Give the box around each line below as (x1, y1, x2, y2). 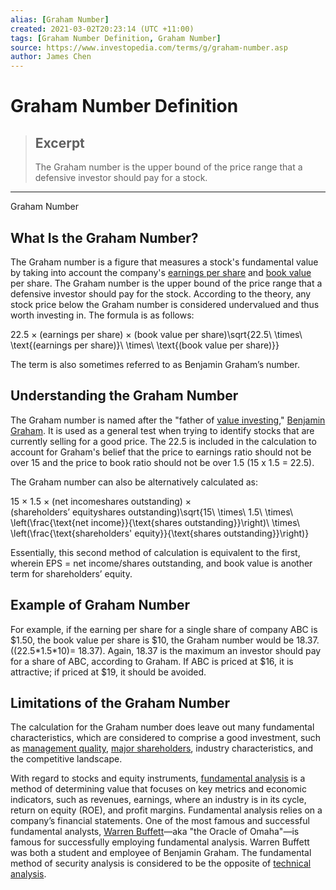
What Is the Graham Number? (10, 229, 199, 246)
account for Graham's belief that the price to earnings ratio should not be (10, 446, 312, 458)
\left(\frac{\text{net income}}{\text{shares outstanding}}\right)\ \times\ (10, 516, 300, 528)
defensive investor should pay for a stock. (34, 172, 208, 184)
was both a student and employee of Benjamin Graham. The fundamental (10, 847, 312, 859)
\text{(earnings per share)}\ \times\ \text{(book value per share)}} (10, 339, 280, 351)
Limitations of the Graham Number (10, 694, 231, 711)
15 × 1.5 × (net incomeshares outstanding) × (10, 495, 192, 507)
